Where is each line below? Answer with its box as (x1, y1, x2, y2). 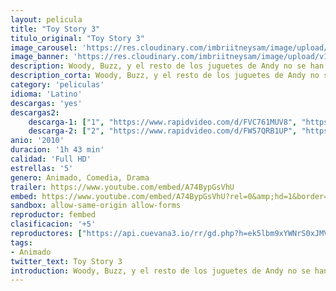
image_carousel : (10, 42, 78, 53)
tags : (10, 237, 33, 248)
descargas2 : (10, 107, 60, 118)
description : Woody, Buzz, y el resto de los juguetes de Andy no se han (10, 61, 325, 71)
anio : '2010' (10, 136, 65, 146)
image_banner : (10, 52, 70, 62)
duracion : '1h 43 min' (10, 145, 105, 155)
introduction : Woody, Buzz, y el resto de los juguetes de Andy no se (10, 266, 311, 276)
